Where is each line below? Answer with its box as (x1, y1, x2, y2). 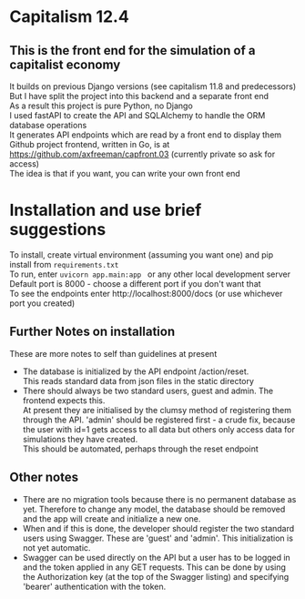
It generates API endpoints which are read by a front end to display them (9, 129, 282, 140)
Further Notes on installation (9, 324, 176, 340)
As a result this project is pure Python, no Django (9, 100, 193, 111)
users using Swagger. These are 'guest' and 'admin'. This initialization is (22, 533, 294, 543)
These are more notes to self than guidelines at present (9, 348, 218, 359)
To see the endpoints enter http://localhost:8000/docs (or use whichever (9, 288, 283, 299)
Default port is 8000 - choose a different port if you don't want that (9, 278, 261, 289)
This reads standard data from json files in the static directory (22, 375, 255, 386)
